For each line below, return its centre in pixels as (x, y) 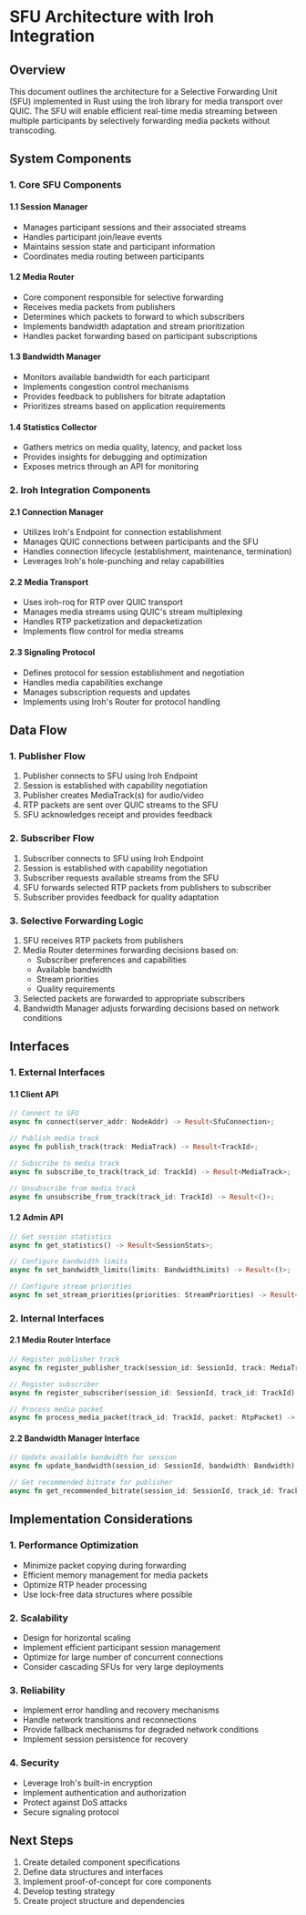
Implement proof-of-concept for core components (117, 1882)
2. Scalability (39, 1618)
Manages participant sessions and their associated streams (134, 227)
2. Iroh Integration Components (80, 490)
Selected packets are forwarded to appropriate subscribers (134, 998)
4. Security (34, 1763)
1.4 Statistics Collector (53, 427)
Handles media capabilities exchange (93, 682)
